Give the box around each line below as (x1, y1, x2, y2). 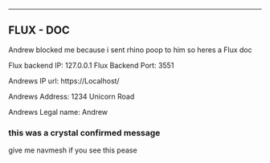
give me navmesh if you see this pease (8, 145, 138, 155)
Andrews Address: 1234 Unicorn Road (8, 92, 135, 101)
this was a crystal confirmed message (8, 127, 161, 138)
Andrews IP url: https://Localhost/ (8, 75, 120, 85)
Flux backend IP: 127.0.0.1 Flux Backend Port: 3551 (8, 60, 174, 70)
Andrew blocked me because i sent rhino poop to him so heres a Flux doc (8, 45, 253, 55)
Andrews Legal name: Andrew (8, 107, 108, 116)
